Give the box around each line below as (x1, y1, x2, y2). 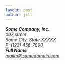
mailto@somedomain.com (5, 52, 60, 58)
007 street (5, 31, 27, 37)
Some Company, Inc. (5, 26, 50, 32)
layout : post (5, 7, 33, 13)
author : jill (5, 12, 33, 17)
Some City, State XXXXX (5, 36, 56, 43)
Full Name (5, 47, 27, 53)
